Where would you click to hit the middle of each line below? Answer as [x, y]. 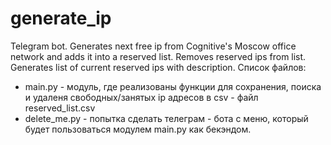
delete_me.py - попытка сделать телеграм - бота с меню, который [166, 118]
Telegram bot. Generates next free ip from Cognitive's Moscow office [153, 46]
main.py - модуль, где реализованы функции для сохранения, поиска [173, 86]
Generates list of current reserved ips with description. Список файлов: [158, 67]
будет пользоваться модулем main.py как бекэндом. [138, 129]
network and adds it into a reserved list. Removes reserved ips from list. [158, 56]
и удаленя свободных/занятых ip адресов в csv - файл [141, 97]
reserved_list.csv [60, 108]
